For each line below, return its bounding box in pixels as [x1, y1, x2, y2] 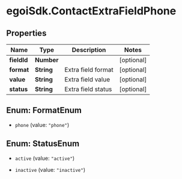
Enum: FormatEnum [6, 105, 82, 116]
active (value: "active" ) [14, 154, 75, 162]
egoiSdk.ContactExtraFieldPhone [6, 4, 177, 18]
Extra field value [64, 75, 110, 83]
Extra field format [64, 66, 114, 74]
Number [35, 56, 59, 64]
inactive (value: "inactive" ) [14, 166, 86, 173]
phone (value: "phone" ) [14, 121, 70, 128]
